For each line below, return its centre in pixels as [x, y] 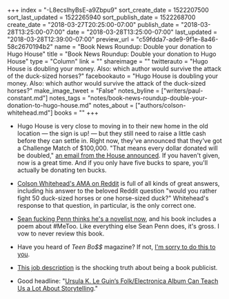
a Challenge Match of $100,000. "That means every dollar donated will [118, 148]
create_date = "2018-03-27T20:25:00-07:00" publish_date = [93, 25]
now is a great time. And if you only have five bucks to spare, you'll [112, 163]
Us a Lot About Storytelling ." [58, 288]
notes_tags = [68, 98]
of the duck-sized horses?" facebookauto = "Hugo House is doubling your [113, 76]
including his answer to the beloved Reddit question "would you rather [117, 191]
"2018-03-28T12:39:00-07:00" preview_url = [71, 39]
